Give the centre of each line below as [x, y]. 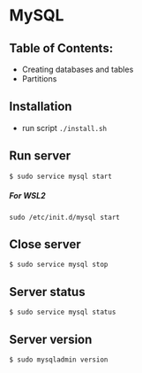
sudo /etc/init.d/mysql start [65, 217]
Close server [45, 244]
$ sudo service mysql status [63, 312]
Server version [51, 339]
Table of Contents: [61, 48]
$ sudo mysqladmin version [59, 360]
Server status [47, 292]
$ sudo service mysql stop [59, 265]
